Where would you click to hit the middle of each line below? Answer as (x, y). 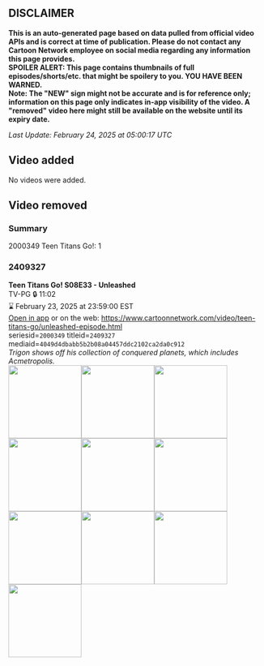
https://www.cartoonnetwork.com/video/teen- (178, 318)
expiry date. (29, 119)
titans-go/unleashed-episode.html (66, 326)
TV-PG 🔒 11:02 (32, 294)
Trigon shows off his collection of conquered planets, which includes (123, 352)
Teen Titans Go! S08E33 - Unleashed (72, 285)
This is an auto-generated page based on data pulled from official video (132, 32)
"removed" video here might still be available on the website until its (126, 110)
